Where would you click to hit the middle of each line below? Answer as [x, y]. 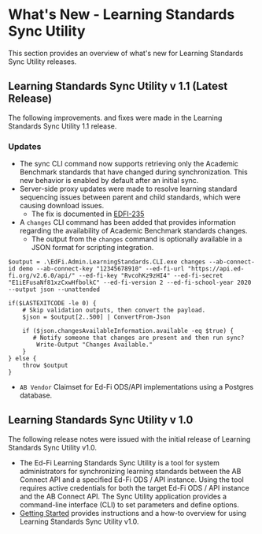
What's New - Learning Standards [122, 15]
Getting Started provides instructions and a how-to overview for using [133, 513]
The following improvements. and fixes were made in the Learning [115, 118]
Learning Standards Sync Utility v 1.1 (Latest [118, 86]
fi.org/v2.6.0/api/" [42, 276]
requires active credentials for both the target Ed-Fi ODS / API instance [134, 487]
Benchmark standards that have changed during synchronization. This [133, 172]
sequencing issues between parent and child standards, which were [130, 197]
